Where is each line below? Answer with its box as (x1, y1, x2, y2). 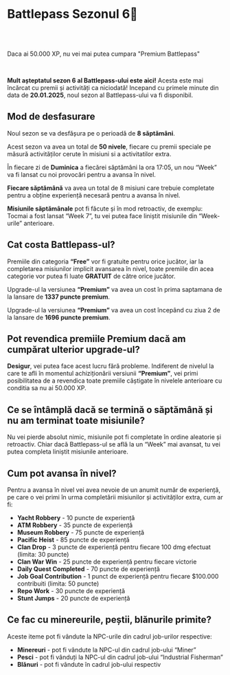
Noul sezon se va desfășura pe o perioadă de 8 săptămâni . (7, 129, 175, 137)
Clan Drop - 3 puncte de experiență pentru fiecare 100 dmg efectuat (16, 543, 211, 551)
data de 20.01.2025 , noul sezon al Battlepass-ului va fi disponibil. (7, 91, 194, 99)
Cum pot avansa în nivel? (7, 467, 117, 479)
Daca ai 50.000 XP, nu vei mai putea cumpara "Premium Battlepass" (7, 50, 200, 58)
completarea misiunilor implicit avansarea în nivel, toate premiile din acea (7, 264, 214, 272)
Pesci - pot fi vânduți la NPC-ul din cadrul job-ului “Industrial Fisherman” (16, 653, 223, 661)
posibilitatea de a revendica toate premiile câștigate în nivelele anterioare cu (7, 376, 222, 385)
